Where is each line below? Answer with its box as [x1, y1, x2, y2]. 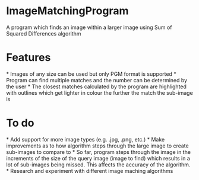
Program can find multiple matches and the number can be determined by [6, 76, 188, 83]
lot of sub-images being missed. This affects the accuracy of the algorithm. [6, 161, 191, 168]
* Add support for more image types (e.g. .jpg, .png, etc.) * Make [6, 136, 165, 143]
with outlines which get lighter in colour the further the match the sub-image [6, 89, 193, 96]
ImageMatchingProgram [6, 4, 129, 18]
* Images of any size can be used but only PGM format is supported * [6, 70, 176, 78]
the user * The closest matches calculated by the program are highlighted [6, 83, 187, 90]
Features [6, 51, 51, 65]
